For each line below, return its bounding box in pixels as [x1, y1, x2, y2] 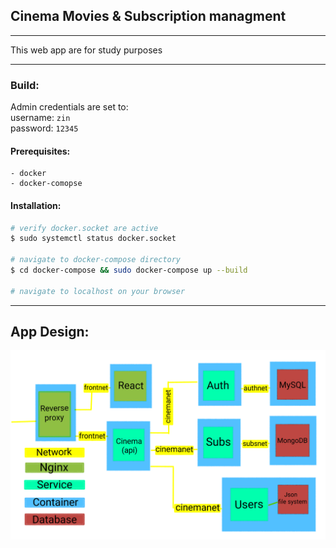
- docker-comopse [10, 179, 83, 189]
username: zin [10, 112, 71, 124]
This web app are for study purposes [10, 44, 163, 56]
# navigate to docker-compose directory [10, 255, 182, 265]
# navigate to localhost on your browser [10, 286, 186, 296]
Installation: [10, 199, 62, 211]
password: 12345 [10, 122, 79, 134]
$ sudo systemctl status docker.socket [10, 234, 177, 244]
